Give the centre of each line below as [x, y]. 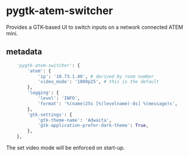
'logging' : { [43, 93]
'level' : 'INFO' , [59, 98]
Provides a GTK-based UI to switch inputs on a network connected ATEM [95, 27]
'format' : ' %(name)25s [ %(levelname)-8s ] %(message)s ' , [107, 103]
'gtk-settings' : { [50, 115]
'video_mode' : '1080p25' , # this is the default [98, 82]
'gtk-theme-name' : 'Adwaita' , [74, 120]
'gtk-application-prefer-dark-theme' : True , [93, 126]
